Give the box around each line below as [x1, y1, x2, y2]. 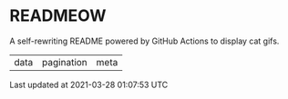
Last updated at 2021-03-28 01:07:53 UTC [9, 79, 169, 90]
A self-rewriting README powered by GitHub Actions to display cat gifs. [9, 35, 280, 46]
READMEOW [9, 5, 107, 26]
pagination [42, 55, 88, 68]
